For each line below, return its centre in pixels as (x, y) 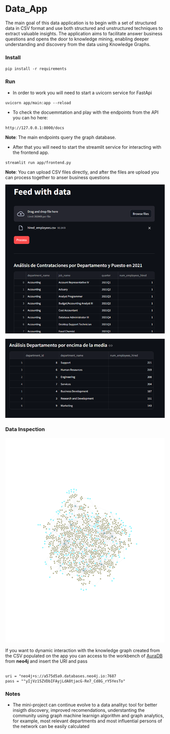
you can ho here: (30, 117)
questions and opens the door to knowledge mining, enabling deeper (77, 39)
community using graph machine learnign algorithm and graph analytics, (88, 716)
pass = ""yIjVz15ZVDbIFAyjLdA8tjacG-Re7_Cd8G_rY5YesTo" (65, 681)
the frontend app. (31, 152)
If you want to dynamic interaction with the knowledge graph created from (83, 651)
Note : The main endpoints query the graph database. (61, 137)
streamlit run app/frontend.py (38, 162)
